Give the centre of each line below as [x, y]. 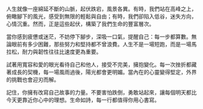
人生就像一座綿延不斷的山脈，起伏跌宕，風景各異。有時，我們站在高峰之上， [101, 9]
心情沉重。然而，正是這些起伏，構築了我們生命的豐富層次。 [80, 24]
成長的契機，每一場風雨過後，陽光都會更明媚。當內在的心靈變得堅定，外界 [104, 72]
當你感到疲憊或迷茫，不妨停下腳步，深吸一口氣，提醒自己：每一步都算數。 [99, 37]
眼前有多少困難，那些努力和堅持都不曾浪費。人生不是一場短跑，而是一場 [101, 44]
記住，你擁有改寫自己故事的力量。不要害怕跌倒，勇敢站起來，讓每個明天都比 [101, 92]
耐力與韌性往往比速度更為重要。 [62, 52]
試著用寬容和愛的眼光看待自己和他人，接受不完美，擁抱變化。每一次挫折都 [99, 64]
